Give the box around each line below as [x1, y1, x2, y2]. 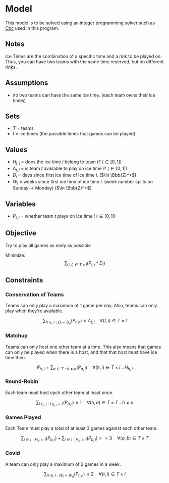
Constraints [5, 276, 43, 284]
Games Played [5, 414, 41, 421]
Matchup [5, 332, 28, 339]
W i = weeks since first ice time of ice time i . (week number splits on [12, 178, 153, 186]
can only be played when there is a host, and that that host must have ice [5, 349, 157, 355]
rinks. [5, 64, 17, 70]
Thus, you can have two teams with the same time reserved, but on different [5, 59, 164, 65]
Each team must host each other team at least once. [5, 390, 114, 396]
